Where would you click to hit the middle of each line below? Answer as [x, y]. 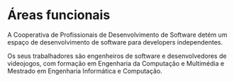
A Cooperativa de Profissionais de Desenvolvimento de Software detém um [117, 35]
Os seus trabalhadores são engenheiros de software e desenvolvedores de [117, 56]
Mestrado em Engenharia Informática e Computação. [85, 71]
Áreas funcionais [59, 15]
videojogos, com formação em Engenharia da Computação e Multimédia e [116, 63]
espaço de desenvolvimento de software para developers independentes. [115, 42]
